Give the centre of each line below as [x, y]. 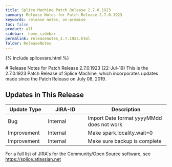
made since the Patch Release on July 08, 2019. [56, 79]
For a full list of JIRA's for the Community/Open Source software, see [78, 154]
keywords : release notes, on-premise [46, 19]
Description [126, 109]
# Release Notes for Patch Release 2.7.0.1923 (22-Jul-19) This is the [77, 68]
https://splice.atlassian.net [33, 159]
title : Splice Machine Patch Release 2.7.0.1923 [58, 10]
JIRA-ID [66, 109]
